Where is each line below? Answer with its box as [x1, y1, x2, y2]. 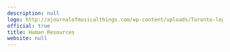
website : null [7, 35, 48, 42]
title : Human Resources [7, 28, 75, 36]
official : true [7, 22, 51, 29]
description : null [7, 9, 60, 17]
